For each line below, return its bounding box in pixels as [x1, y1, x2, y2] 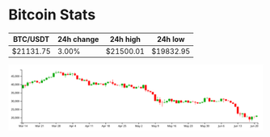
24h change [57, 35, 99, 44]
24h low [156, 35, 185, 44]
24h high [109, 35, 141, 44]
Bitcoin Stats [8, 6, 96, 24]
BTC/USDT [13, 35, 50, 44]
